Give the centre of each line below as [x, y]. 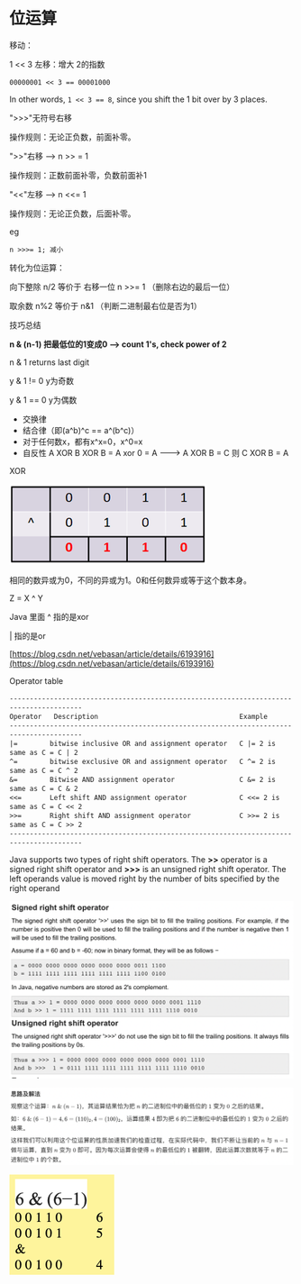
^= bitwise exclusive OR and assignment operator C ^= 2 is [143, 761]
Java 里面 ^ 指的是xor [49, 616]
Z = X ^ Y [26, 598]
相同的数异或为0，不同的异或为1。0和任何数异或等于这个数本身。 [131, 580]
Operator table [36, 680]
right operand [35, 888]
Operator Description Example [139, 716]
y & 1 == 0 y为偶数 [43, 400]
